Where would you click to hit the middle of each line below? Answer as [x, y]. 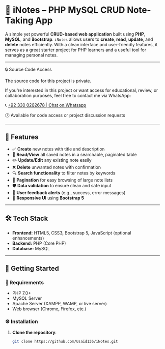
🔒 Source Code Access [28, 69]
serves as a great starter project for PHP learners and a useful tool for [76, 50]
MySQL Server [27, 298]
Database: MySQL [31, 248]
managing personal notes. [31, 55]
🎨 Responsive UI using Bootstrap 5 [48, 198]
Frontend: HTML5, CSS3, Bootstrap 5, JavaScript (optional [72, 233]
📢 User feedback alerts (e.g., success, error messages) [69, 192]
